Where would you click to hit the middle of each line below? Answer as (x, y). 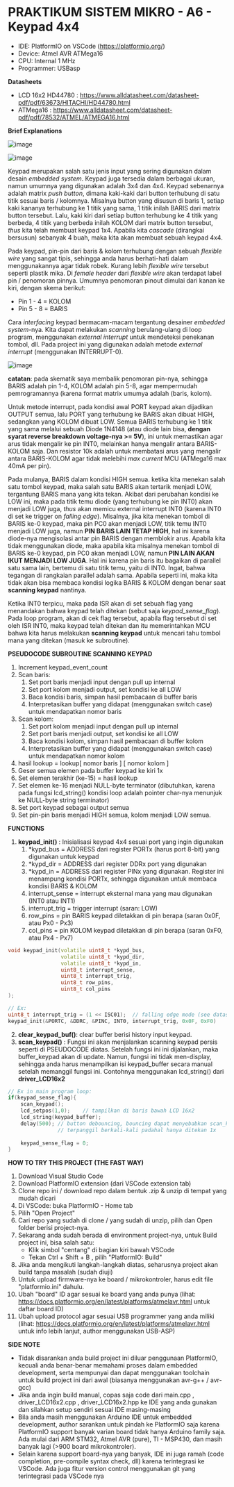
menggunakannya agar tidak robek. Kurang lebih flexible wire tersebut (108, 265)
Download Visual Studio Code (60, 1176)
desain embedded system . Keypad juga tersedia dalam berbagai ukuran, (111, 178)
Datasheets (25, 81)
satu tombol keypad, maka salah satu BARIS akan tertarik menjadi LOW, (110, 486)
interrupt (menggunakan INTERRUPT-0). (66, 351)
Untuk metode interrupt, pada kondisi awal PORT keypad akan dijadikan (111, 406)
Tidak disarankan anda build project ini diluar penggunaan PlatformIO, (118, 1358)
